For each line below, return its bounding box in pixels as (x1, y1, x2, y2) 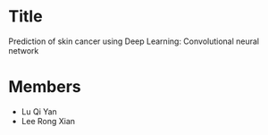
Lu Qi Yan (21, 105, 57, 117)
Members (8, 77, 81, 97)
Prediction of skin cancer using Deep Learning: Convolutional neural (8, 36, 260, 46)
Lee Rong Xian (21, 115, 76, 126)
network (8, 45, 39, 55)
